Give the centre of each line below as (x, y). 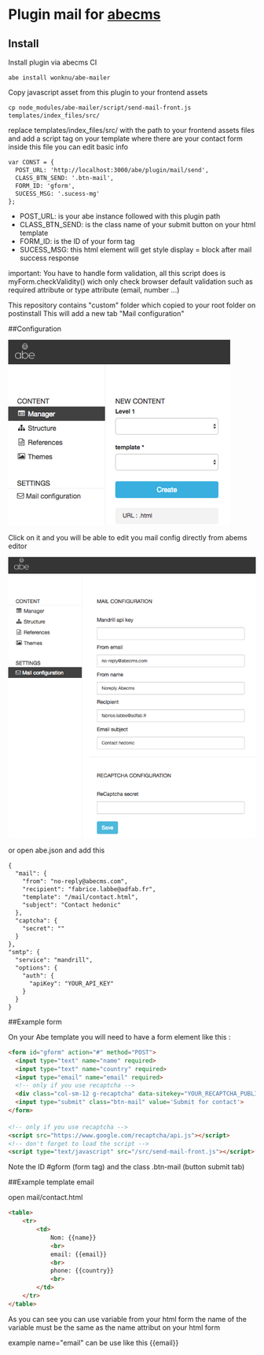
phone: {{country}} (82, 1271)
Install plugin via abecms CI (53, 62)
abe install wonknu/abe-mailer (59, 78)
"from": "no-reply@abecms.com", (75, 881)
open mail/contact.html (46, 1198)
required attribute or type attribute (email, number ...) (94, 290)
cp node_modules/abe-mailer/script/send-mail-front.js (100, 108)
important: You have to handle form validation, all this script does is (117, 273)
